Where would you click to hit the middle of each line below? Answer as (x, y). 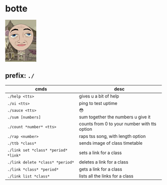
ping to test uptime (98, 103)
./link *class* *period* (33, 170)
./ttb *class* (22, 143)
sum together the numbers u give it (115, 117)
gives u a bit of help (99, 96)
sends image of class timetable (111, 143)
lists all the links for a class (106, 176)
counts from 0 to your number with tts (118, 124)
